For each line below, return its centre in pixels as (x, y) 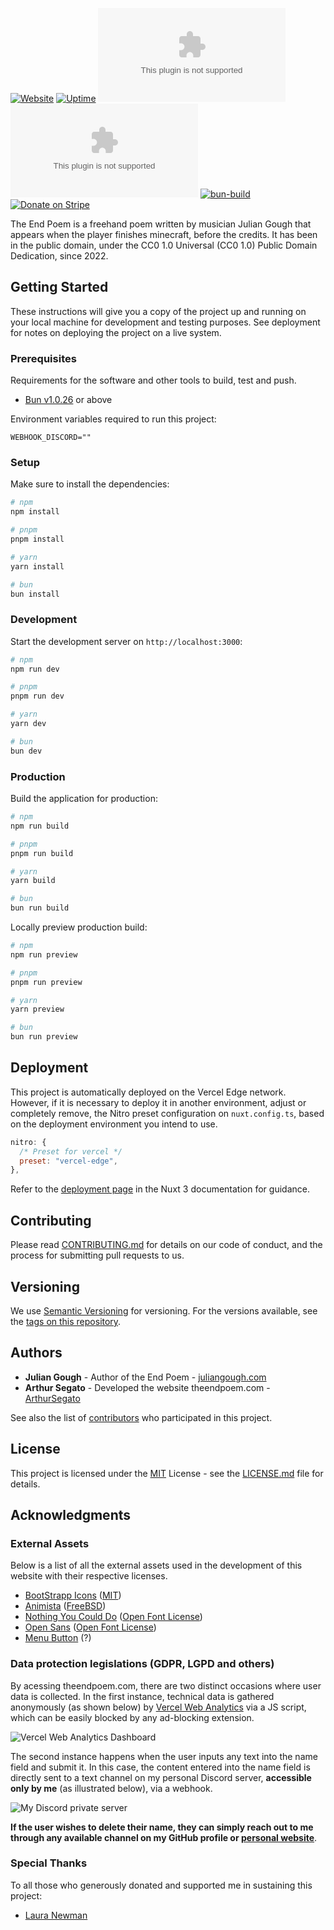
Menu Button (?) (58, 1638)
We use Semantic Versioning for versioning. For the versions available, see (164, 1310)
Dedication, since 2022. (59, 256)
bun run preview (44, 1037)
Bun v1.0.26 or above (68, 400)
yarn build (33, 881)
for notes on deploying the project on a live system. (116, 332)
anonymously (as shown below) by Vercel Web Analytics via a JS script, (158, 1707)
